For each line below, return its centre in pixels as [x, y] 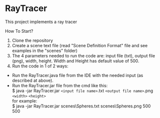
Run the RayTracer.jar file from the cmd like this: [60, 85]
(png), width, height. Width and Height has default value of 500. [75, 61]
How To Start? [19, 31]
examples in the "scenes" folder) [45, 51]
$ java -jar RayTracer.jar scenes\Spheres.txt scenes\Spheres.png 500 [81, 106]
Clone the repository [32, 40]
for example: [24, 101]
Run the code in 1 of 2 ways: [40, 66]
